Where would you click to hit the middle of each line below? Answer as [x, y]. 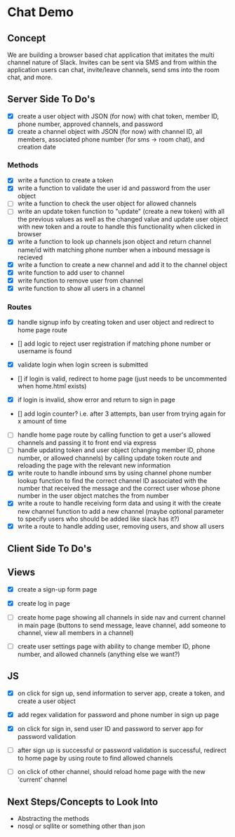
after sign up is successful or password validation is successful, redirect [122, 750]
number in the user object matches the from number [93, 496]
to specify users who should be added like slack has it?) [99, 519]
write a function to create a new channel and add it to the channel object [122, 264]
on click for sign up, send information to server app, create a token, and [121, 693]
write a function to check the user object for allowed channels [107, 203]
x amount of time [42, 421]
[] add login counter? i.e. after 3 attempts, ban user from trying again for [122, 414]
